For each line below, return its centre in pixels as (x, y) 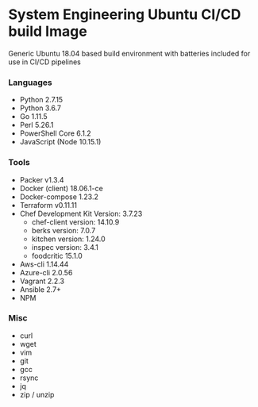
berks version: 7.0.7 (64, 230)
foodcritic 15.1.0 (57, 255)
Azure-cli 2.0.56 (46, 272)
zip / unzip (37, 394)
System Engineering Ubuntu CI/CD (125, 15)
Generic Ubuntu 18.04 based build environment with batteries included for (129, 53)
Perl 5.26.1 (37, 125)
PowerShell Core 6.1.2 (55, 133)
